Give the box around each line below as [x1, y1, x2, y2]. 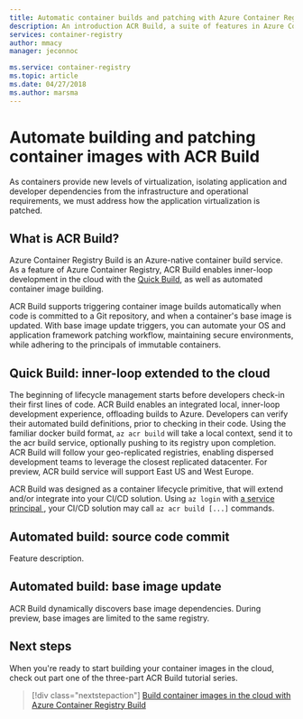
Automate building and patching [9, 127, 256, 147]
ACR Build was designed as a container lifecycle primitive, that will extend [9, 484, 284, 494]
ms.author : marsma [9, 88, 78, 97]
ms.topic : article [9, 71, 78, 81]
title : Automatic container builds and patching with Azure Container [9, 13, 280, 23]
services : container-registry [9, 30, 124, 39]
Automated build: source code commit [9, 529, 230, 544]
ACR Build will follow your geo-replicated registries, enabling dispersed [9, 447, 274, 458]
